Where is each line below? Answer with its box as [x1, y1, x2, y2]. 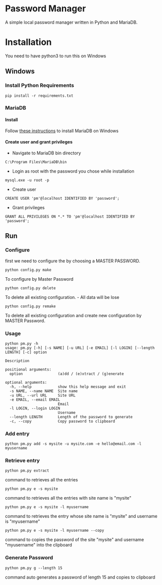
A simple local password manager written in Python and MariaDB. [5, 19, 138, 25]
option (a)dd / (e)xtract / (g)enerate [9, 371, 124, 376]
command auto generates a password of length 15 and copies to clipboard [5, 574, 156, 580]
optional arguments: [5, 380, 48, 385]
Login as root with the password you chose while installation [12, 168, 135, 174]
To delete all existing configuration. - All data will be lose [5, 294, 119, 300]
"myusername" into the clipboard [5, 542, 72, 548]
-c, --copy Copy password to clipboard [9, 419, 115, 424]
